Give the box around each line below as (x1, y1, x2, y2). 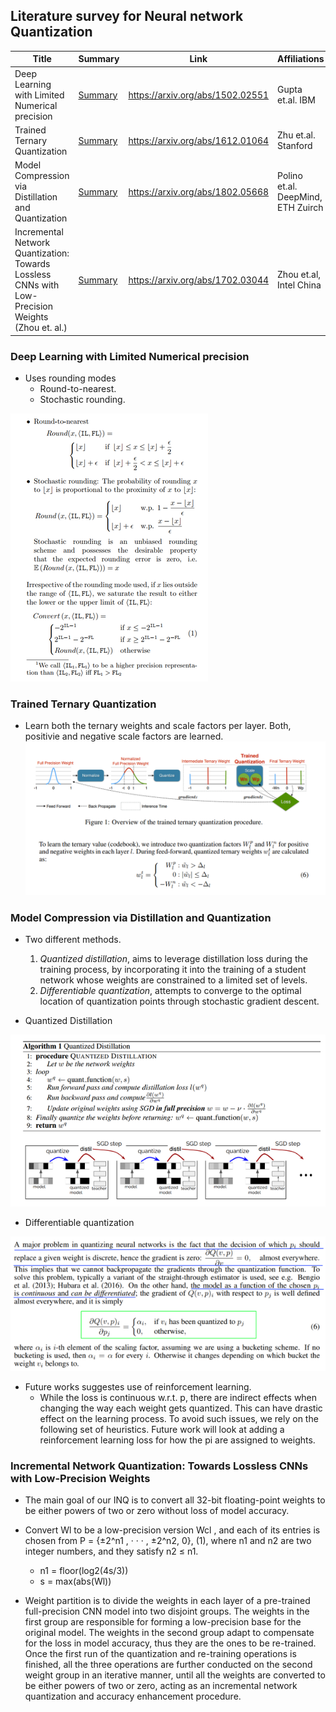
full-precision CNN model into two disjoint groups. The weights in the (24, 1605, 310, 1618)
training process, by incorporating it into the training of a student (39, 964, 307, 976)
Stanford (277, 140, 313, 152)
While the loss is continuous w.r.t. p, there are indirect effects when (39, 1392, 318, 1404)
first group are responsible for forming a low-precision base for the (24, 1616, 302, 1628)
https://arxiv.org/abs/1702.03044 (128, 274, 270, 286)
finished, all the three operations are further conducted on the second (24, 1659, 313, 1671)
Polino (277, 170, 303, 182)
